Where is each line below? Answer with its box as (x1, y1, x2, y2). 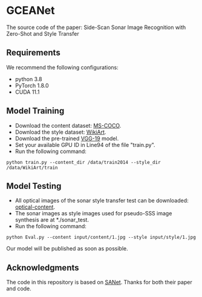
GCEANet (6, 4, 55, 18)
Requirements (6, 48, 60, 58)
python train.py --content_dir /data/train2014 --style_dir (6, 159, 161, 165)
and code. (6, 285, 31, 292)
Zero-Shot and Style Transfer (6, 30, 80, 37)
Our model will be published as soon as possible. (6, 245, 128, 252)
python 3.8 (15, 75, 42, 82)
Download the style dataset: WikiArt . (15, 128, 106, 135)
